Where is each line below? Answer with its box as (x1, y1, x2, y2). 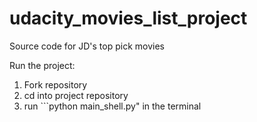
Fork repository (23, 78, 88, 91)
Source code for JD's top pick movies (9, 40, 165, 52)
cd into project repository (23, 89, 129, 101)
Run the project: (9, 59, 76, 71)
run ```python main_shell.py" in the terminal (23, 100, 202, 112)
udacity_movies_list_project (9, 7, 248, 30)
